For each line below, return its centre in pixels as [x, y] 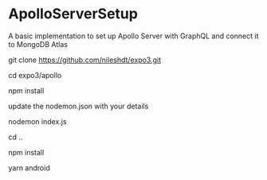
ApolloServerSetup [73, 14]
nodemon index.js [37, 121]
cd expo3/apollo [35, 75]
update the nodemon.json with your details [79, 106]
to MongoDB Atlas [38, 44]
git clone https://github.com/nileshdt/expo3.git [85, 60]
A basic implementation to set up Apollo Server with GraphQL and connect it [133, 36]
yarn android [29, 167]
